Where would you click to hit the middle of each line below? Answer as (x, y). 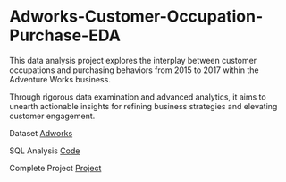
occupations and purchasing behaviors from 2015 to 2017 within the (134, 70)
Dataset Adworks (41, 133)
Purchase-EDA (65, 35)
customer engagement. (52, 116)
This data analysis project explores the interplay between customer (133, 60)
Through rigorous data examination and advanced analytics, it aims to (138, 97)
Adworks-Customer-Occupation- (136, 17)
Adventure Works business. (60, 79)
